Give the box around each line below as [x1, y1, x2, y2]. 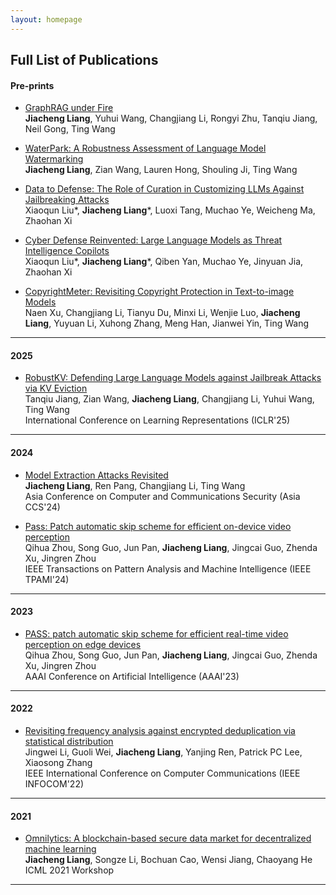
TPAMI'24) [24, 573, 70, 585]
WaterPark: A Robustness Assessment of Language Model [24, 142, 267, 155]
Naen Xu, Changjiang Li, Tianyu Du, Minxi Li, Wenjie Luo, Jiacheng [24, 307, 301, 319]
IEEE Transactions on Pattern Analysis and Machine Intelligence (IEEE [24, 562, 312, 575]
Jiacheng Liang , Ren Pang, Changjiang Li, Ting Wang [24, 479, 246, 491]
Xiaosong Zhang [24, 757, 93, 769]
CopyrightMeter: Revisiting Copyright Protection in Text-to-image [24, 286, 295, 298]
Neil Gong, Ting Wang [24, 123, 116, 135]
